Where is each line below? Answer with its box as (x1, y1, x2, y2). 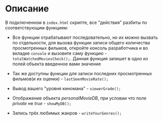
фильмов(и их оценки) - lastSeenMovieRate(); (12, 76, 109, 82)
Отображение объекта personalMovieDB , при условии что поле (12, 95, 147, 101)
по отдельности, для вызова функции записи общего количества (12, 39, 150, 45)
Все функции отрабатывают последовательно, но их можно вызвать (12, 34, 158, 40)
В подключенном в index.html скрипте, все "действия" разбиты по (5, 19, 148, 25)
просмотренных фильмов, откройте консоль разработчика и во (12, 45, 148, 51)
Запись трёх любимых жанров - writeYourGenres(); (12, 110, 122, 116)
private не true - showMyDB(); (12, 100, 72, 106)
